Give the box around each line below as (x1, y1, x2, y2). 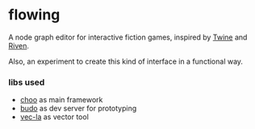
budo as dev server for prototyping (19, 103, 137, 114)
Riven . (8, 40, 30, 50)
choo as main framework (19, 95, 103, 105)
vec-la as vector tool (19, 112, 89, 122)
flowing (8, 6, 61, 24)
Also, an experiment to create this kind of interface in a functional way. (8, 56, 244, 66)
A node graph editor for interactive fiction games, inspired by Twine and (8, 32, 248, 42)
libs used (8, 77, 45, 88)
